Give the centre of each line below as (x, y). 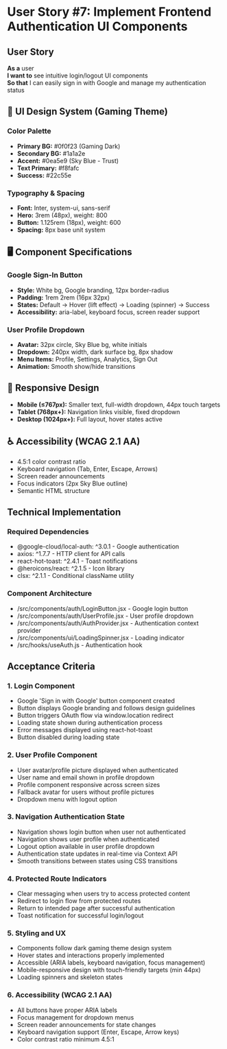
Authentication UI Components (97, 26)
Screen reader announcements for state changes (86, 1024)
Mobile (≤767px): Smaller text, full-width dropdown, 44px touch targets (119, 405)
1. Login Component (41, 686)
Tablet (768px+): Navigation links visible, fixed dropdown (98, 411)
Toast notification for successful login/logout (80, 915)
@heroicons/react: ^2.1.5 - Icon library (71, 568)
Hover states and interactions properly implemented (91, 955)
